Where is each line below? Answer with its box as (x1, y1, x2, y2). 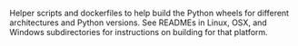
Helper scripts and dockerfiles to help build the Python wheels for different (9, 8, 289, 18)
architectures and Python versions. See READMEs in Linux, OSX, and (9, 17, 268, 28)
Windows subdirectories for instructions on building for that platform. (9, 27, 268, 37)
